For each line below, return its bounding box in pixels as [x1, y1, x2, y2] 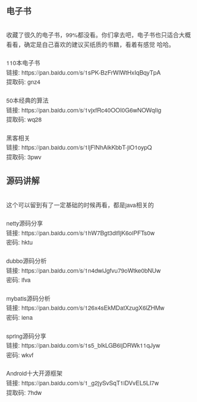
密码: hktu [6, 238, 33, 247]
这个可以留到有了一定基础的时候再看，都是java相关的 [6, 200, 154, 210]
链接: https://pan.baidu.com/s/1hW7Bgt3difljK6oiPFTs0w [6, 228, 155, 238]
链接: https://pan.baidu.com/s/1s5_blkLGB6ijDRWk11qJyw [6, 341, 161, 350]
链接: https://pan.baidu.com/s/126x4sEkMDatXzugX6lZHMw [6, 303, 165, 313]
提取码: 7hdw [6, 388, 42, 397]
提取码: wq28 [6, 115, 42, 124]
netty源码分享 [6, 219, 43, 228]
